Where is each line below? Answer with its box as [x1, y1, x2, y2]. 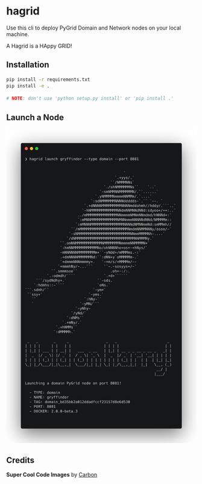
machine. [6, 30, 30, 37]
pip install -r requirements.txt [6, 77, 90, 83]
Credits [6, 455, 35, 465]
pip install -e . [6, 83, 50, 89]
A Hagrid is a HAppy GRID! [6, 42, 72, 49]
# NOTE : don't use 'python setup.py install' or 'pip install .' [6, 95, 174, 102]
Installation [6, 60, 49, 70]
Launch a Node [6, 112, 65, 122]
